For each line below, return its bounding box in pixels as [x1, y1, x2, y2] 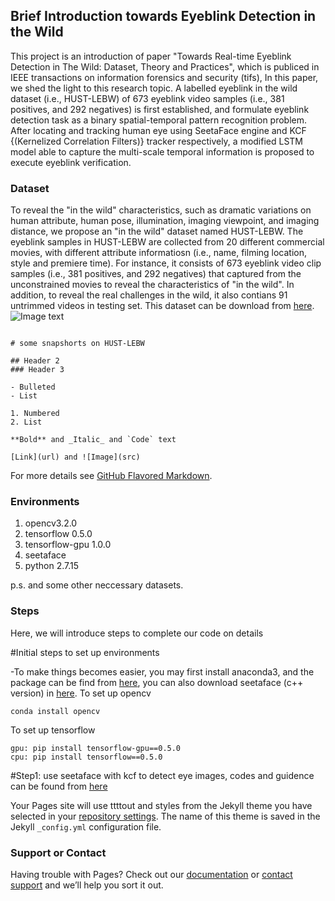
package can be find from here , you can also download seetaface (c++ [10, 676, 304, 688]
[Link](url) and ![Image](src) [10, 452, 141, 463]
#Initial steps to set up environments [10, 646, 160, 658]
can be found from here [10, 780, 108, 792]
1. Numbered [10, 409, 60, 419]
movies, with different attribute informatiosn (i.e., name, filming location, [10, 247, 308, 259]
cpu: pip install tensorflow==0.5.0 [10, 752, 163, 762]
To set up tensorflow [10, 724, 96, 736]
